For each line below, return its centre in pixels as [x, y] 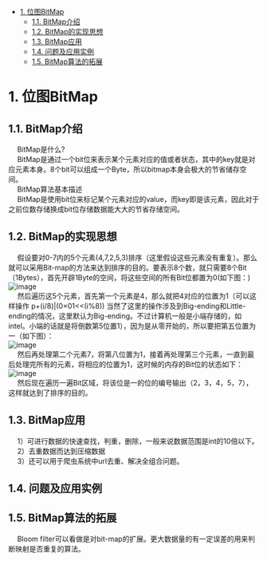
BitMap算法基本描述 [50, 189]
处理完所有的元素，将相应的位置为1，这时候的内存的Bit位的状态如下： [129, 364]
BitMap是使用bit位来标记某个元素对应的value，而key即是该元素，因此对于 [138, 199]
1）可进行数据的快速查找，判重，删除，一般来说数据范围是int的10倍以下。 [138, 441]
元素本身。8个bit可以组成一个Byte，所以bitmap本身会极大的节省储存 [128, 169]
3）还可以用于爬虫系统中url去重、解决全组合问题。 [100, 460]
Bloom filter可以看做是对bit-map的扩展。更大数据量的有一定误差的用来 [133, 539]
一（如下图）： [31, 336]
